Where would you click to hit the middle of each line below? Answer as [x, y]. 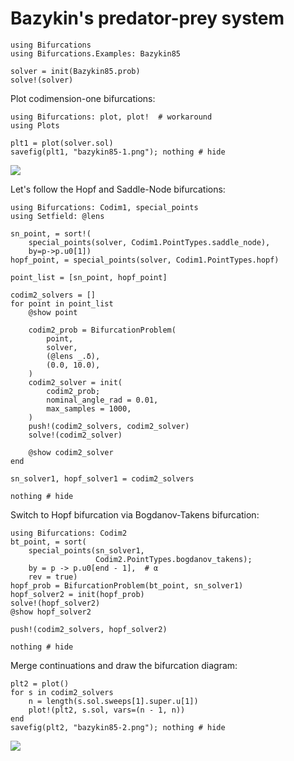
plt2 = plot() [40, 683]
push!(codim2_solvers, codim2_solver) [109, 426]
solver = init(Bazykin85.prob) [75, 71]
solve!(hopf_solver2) [55, 603]
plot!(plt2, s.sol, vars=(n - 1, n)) [107, 710]
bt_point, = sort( [48, 542]
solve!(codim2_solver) [75, 435]
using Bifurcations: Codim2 [69, 533]
